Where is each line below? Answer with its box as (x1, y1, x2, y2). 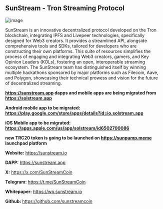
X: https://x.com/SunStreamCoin (5, 169, 72, 175)
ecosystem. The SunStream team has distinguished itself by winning (5, 64, 146, 70)
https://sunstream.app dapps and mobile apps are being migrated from (5, 89, 156, 95)
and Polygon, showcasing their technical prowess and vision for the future (5, 74, 158, 80)
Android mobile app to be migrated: (5, 104, 80, 110)
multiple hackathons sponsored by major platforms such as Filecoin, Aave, (5, 69, 158, 75)
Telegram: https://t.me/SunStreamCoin (5, 178, 86, 184)
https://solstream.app (5, 95, 52, 101)
